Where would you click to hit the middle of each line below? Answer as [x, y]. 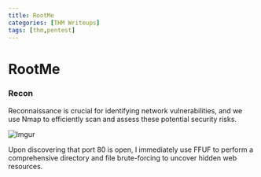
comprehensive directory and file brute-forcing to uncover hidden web [123, 157]
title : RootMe [31, 15]
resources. [26, 166]
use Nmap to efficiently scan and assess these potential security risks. [123, 119]
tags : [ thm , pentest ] [42, 30]
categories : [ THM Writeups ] [54, 23]
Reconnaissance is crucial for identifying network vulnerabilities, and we [125, 110]
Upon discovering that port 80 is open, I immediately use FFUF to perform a [131, 149]
